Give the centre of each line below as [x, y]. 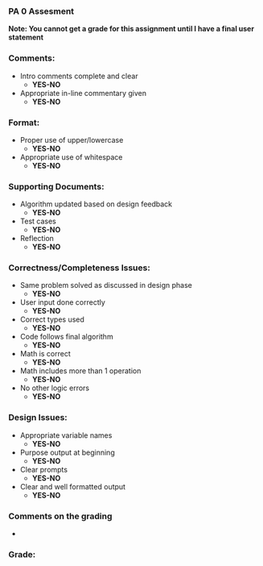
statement [26, 37]
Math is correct [45, 354]
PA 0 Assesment [41, 11]
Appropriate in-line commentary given [83, 93]
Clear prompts [44, 469]
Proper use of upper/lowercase [72, 139]
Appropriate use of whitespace [71, 157]
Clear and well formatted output [73, 486]
